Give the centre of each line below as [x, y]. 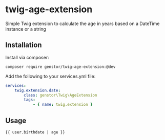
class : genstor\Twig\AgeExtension [60, 95]
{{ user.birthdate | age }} [35, 132]
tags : [30, 100]
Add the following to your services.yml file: [50, 76]
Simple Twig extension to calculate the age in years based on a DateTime [82, 24]
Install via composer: [27, 57]
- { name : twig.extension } [63, 105]
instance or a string [26, 29]
